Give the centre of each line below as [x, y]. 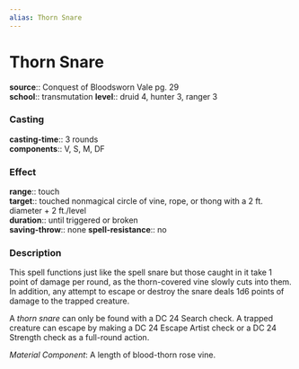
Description [35, 253]
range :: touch [35, 192]
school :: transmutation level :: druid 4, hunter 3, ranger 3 [114, 96]
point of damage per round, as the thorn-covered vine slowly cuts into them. [150, 282]
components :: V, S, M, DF [57, 148]
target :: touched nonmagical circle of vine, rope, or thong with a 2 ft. [136, 201]
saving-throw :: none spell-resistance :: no [88, 230]
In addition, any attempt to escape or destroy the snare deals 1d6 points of [147, 292]
